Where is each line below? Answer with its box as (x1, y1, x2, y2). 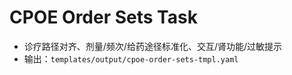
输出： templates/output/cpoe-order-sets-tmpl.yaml (23, 52, 239, 65)
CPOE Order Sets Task (9, 6, 198, 29)
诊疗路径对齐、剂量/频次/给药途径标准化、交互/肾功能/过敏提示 (23, 40, 282, 52)
